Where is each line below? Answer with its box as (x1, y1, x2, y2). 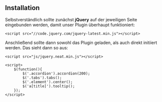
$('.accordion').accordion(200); (22, 71, 90, 76)
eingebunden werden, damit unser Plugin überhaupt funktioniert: (5, 22, 135, 28)
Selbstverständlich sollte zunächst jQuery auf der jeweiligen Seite (5, 16, 137, 22)
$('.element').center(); (22, 79, 73, 84)
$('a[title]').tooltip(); (22, 84, 75, 88)
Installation (5, 4, 40, 12)
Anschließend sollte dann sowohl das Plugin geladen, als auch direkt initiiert (5, 40, 157, 45)
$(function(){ (14, 67, 42, 72)
